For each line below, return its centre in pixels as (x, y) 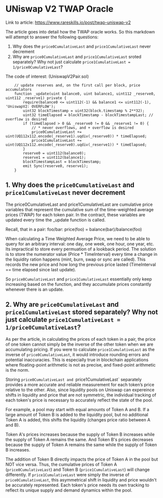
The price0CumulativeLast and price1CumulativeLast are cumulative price (79, 204)
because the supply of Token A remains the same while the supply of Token (81, 445)
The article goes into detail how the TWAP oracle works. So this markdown (80, 32)
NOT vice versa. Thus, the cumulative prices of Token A (61, 464)
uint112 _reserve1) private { (36, 98)
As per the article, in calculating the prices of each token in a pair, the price (81, 339)
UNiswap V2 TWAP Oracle (59, 9)
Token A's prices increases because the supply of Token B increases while (80, 434)
